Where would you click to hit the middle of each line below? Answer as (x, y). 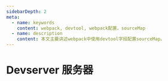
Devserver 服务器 (50, 70)
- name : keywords (33, 22)
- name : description (37, 34)
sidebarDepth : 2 (26, 12)
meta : (13, 17)
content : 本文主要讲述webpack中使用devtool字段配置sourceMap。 (91, 39)
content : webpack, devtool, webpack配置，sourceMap (81, 28)
